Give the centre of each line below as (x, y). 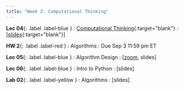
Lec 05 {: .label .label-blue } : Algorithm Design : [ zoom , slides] (81, 57)
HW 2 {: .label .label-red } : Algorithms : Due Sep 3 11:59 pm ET (81, 46)
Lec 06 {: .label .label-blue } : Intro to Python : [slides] (70, 69)
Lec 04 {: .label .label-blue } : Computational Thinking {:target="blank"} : (92, 28)
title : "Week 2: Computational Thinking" (57, 11)
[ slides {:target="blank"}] (36, 34)
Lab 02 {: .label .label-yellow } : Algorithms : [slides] (68, 80)
